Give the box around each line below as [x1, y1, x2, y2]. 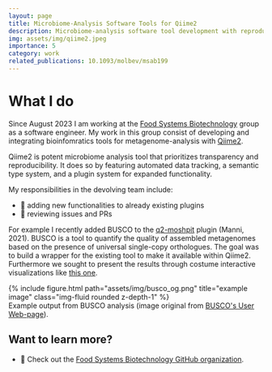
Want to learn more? [8, 333, 113, 347]
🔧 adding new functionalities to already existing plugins [19, 200, 205, 210]
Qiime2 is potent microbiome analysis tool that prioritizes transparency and [8, 152, 259, 161]
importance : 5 [8, 42, 57, 50]
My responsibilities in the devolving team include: [8, 184, 173, 195]
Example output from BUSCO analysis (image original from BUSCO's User [8, 301, 255, 310]
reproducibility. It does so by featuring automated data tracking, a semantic [8, 160, 259, 170]
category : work [8, 49, 60, 58]
